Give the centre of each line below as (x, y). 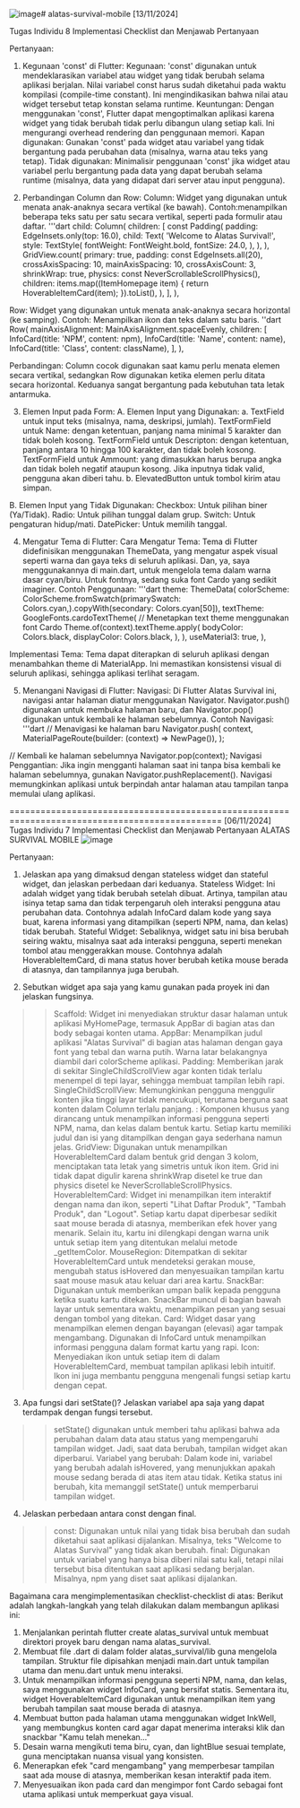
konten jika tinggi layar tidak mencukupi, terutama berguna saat (171, 1099)
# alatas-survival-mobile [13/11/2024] (110, 14)
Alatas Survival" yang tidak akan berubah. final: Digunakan (162, 1550)
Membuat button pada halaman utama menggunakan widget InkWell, (149, 1718)
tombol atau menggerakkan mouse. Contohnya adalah (122, 951)
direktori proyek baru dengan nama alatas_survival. (117, 1642)
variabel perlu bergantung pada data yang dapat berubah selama (142, 171)
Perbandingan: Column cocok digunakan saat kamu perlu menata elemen (145, 366)
